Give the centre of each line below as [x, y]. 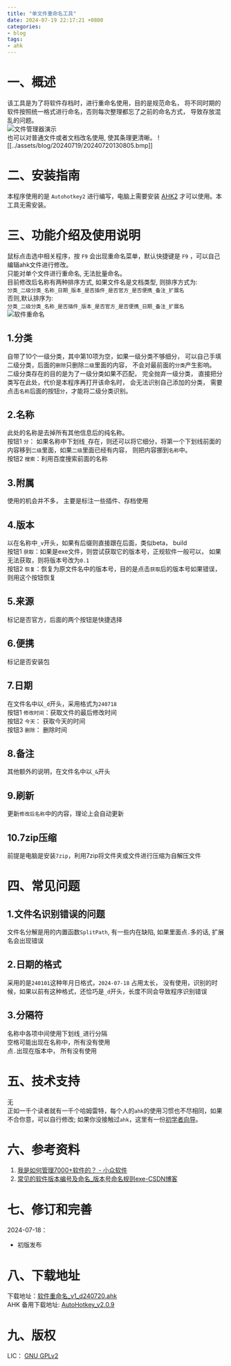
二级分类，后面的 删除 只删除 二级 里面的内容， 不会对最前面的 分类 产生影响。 [111, 364]
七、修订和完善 [50, 1209]
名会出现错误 [25, 941]
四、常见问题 [44, 886]
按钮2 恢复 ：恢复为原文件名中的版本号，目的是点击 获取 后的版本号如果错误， [114, 569]
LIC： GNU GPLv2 [33, 1356]
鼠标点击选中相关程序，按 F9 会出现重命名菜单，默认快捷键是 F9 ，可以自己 [114, 256]
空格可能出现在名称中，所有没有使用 [59, 1042]
